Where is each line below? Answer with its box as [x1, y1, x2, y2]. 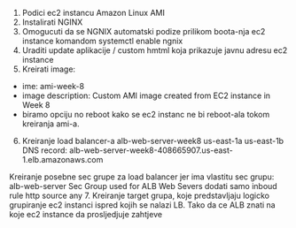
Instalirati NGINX [21, 17, 83, 27]
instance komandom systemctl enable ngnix [21, 35, 183, 46]
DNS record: [21, 145, 68, 156]
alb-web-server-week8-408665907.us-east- [69, 145, 233, 156]
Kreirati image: [21, 64, 76, 74]
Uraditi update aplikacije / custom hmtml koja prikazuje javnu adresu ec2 [21, 45, 288, 56]
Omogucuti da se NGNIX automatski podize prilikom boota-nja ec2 [21, 27, 266, 36]
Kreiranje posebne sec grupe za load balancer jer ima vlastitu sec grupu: [9, 171, 275, 182]
